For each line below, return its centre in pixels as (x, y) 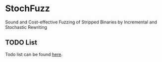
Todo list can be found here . (34, 54)
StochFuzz (28, 9)
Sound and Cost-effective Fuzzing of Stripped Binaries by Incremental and (81, 22)
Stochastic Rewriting (26, 27)
